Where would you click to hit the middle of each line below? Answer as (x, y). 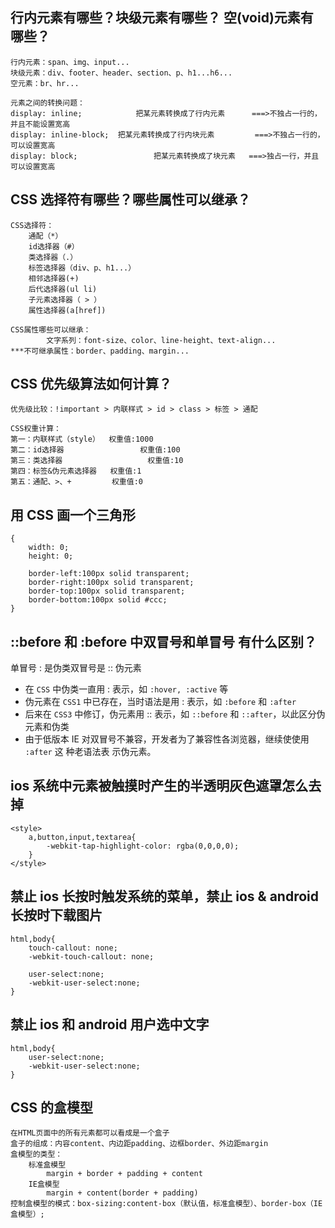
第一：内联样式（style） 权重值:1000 (82, 439)
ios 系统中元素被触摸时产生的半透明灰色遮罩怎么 (159, 786)
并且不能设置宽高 (40, 124)
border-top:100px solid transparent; (107, 591)
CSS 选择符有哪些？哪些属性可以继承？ (131, 199)
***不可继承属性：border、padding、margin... (100, 351)
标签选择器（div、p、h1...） (82, 268)
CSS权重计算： (36, 429)
